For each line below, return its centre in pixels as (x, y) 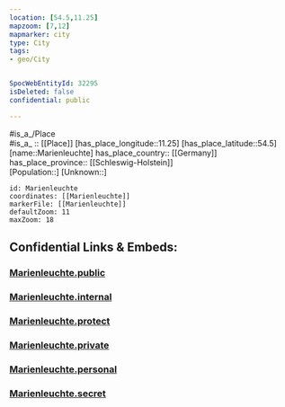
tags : (19, 51)
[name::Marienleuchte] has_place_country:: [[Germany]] (113, 153)
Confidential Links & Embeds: (94, 248)
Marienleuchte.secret (58, 394)
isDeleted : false (42, 92)
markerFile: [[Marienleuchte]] (68, 204)
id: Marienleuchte (44, 188)
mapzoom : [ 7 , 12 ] (40, 26)
